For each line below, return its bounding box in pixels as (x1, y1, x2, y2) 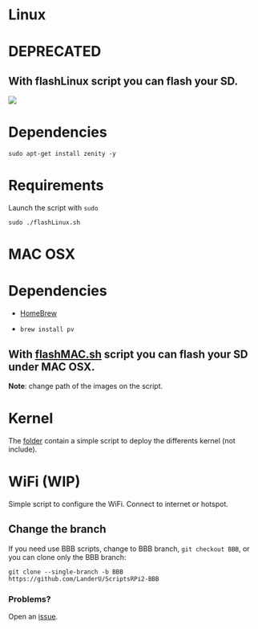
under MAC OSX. (8, 360, 95, 374)
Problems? (8, 593, 51, 604)
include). (8, 444, 38, 454)
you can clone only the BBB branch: (8, 552, 127, 562)
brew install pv (19, 325, 75, 334)
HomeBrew (19, 308, 58, 318)
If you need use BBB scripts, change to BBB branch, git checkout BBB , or (8, 544, 250, 553)
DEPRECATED (8, 43, 102, 61)
